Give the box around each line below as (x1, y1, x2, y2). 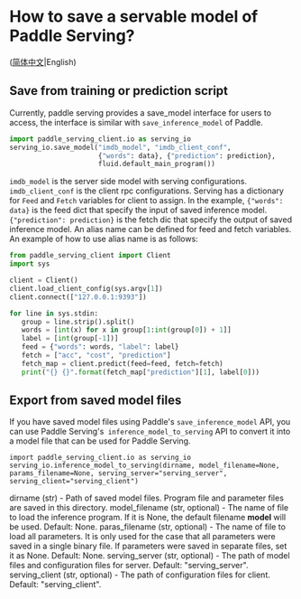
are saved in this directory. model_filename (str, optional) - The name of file (9, 502, 289, 513)
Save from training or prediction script (9, 83, 228, 98)
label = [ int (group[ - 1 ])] (21, 334, 119, 343)
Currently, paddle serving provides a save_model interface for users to (9, 107, 272, 118)
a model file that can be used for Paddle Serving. (9, 435, 191, 446)
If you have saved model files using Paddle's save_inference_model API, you (9, 416, 291, 427)
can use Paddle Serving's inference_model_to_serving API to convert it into (9, 426, 291, 437)
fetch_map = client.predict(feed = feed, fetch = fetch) (21, 359, 223, 368)
